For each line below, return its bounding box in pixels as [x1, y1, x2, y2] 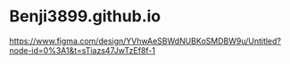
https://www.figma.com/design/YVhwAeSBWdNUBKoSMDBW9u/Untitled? [9, 36, 282, 46]
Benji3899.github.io [9, 6, 162, 27]
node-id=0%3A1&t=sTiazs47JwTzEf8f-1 [9, 44, 156, 55]
